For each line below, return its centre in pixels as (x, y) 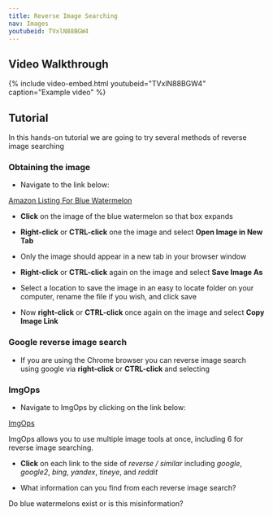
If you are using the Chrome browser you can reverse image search (133, 360)
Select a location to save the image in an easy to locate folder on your (137, 288)
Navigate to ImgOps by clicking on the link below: (103, 407)
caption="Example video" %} (57, 92)
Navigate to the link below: (65, 185)
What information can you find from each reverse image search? (128, 487)
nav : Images (28, 24)
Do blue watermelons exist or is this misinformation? (96, 503)
